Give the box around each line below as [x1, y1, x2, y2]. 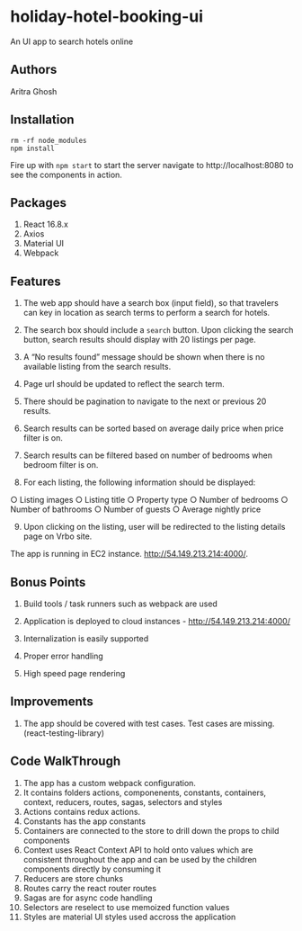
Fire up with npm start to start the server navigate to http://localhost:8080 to [10, 159, 294, 170]
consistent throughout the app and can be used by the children [22, 854, 257, 864]
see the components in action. [10, 169, 122, 180]
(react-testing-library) [22, 727, 105, 739]
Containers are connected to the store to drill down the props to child [22, 825, 280, 836]
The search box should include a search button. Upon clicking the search [22, 325, 294, 336]
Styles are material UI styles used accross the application [22, 911, 236, 922]
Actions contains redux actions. [22, 806, 141, 817]
